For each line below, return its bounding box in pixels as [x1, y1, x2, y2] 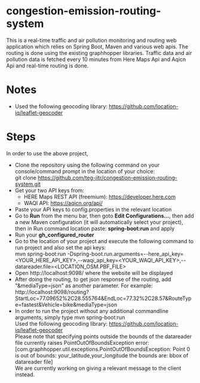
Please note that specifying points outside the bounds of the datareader [14, 333, 192, 340]
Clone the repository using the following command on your [14, 161, 160, 168]
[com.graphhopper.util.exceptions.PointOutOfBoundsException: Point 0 [14, 345, 190, 353]
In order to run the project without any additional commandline [14, 307, 169, 314]
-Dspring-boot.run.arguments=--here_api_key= [67, 250, 184, 258]
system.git [14, 180, 41, 188]
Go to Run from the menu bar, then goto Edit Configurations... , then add [14, 212, 194, 219]
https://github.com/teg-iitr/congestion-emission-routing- [38, 174, 178, 181]
